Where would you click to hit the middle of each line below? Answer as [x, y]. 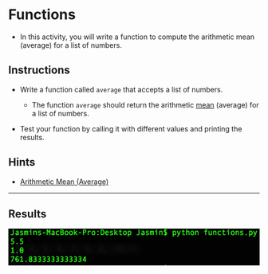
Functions [42, 15]
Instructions [39, 70]
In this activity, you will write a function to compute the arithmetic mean [137, 37]
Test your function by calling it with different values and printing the [131, 128]
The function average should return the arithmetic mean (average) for [145, 104]
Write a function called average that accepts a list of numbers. [121, 89]
